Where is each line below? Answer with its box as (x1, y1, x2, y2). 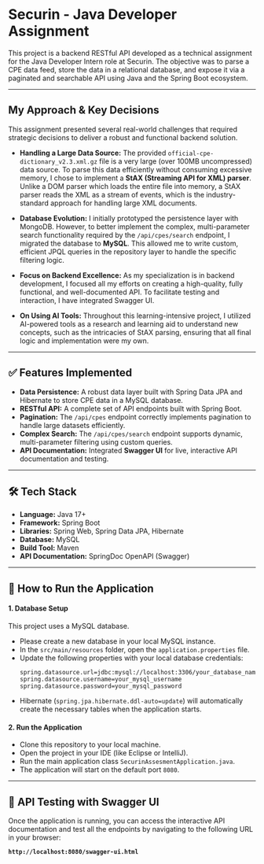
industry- (206, 190, 236, 199)
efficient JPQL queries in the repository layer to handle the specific (19, 246, 237, 257)
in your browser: (8, 833, 61, 842)
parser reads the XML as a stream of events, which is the (19, 190, 205, 199)
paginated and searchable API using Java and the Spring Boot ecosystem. (8, 73, 248, 83)
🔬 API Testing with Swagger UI (8, 795, 159, 808)
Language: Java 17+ (19, 510, 86, 519)
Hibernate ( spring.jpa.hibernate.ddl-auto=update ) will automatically (19, 696, 244, 705)
